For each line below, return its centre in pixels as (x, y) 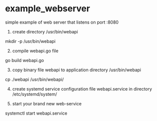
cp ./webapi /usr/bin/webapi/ (34, 79)
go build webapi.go (25, 60)
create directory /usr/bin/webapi (45, 31)
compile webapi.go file (35, 51)
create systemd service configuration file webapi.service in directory (82, 89)
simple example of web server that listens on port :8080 (62, 22)
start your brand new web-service (47, 103)
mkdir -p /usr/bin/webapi (30, 41)
